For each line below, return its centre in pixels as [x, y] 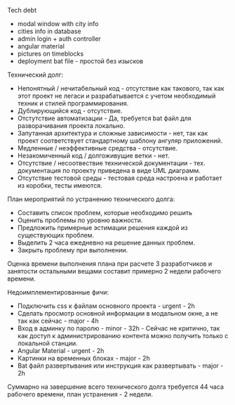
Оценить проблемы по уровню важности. [80, 220]
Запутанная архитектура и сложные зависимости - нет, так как [113, 133]
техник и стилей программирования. [73, 103]
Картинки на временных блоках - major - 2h [84, 358]
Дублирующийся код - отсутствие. [70, 111]
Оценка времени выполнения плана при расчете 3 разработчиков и [110, 264]
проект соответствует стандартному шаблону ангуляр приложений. [120, 141]
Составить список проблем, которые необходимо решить [105, 213]
